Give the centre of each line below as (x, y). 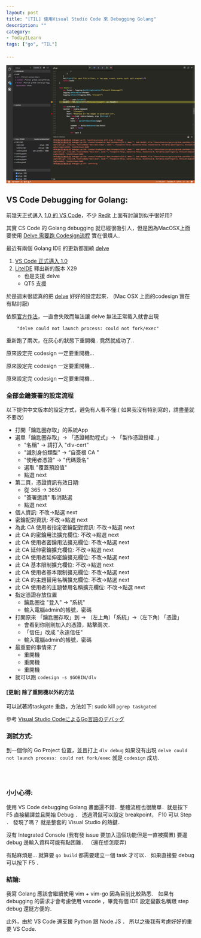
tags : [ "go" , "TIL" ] (32, 44)
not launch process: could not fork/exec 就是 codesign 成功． (85, 758)
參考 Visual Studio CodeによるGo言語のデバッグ (65, 719)
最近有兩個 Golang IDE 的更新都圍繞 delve (58, 248)
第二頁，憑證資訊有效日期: (47, 482)
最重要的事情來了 (36, 647)
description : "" (26, 25)
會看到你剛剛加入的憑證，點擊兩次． (68, 625)
